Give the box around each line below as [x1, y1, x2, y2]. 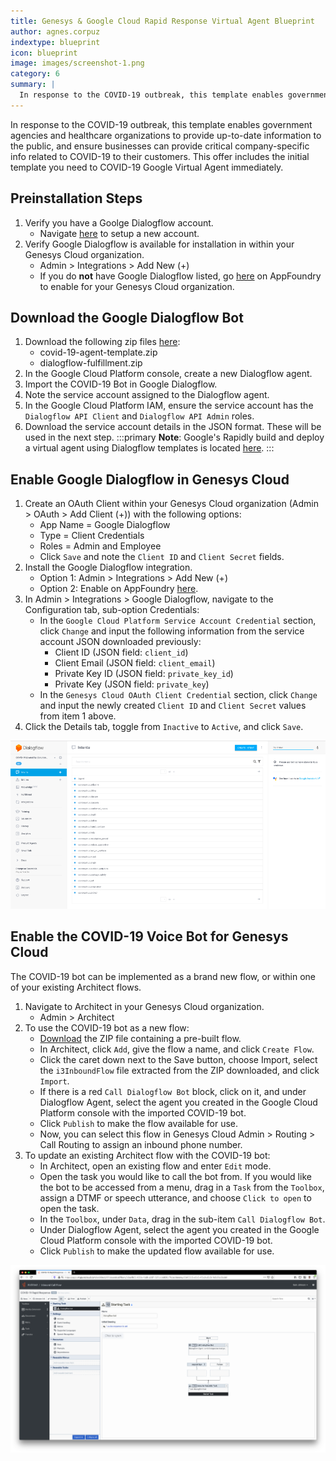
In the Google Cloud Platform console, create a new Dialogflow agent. [24, 368, 313, 380]
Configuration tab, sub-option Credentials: [24, 604, 200, 616]
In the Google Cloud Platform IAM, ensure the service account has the [24, 400, 314, 412]
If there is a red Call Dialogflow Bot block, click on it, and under [39, 1085, 307, 1097]
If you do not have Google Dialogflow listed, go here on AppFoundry [39, 270, 322, 282]
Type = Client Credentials [39, 530, 145, 542]
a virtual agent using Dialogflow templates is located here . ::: [24, 442, 275, 454]
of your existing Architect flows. [10, 981, 142, 993]
